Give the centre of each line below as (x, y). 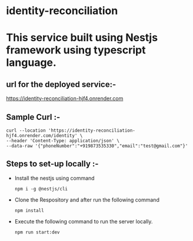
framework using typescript (76, 50)
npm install (29, 210)
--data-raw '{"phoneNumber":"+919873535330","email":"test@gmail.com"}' (97, 146)
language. (31, 63)
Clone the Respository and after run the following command (87, 200)
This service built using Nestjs (82, 38)
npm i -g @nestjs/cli (41, 189)
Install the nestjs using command (55, 178)
